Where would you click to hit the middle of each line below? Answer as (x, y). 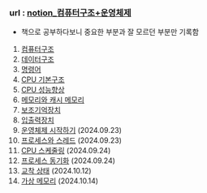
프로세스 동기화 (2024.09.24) (68, 161)
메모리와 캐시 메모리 (52, 100)
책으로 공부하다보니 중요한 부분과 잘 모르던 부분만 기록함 (110, 32)
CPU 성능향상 (43, 90)
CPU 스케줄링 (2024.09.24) (66, 151)
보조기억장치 (41, 110)
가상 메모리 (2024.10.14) (60, 181)
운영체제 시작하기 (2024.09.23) (71, 131)
